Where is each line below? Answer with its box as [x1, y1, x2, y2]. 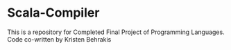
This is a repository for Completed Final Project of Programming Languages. [7, 28, 225, 36]
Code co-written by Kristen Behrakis [7, 35, 112, 43]
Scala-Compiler [7, 5, 100, 21]
